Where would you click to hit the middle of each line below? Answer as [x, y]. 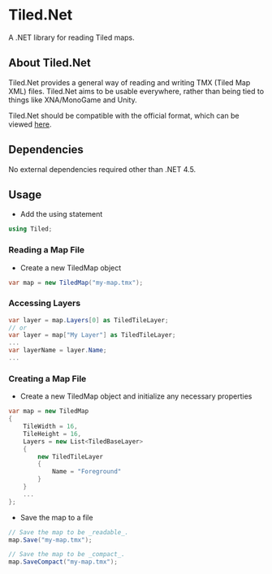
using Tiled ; [30, 229]
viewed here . [30, 124]
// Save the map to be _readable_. [69, 532]
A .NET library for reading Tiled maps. [72, 37]
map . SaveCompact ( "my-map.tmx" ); [63, 562]
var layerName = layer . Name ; [58, 351]
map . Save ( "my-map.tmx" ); [50, 540]
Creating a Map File [47, 378]
